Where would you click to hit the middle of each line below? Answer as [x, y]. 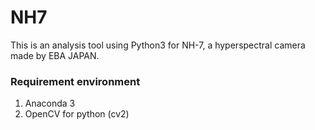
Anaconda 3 [50, 103]
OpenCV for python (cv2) [77, 114]
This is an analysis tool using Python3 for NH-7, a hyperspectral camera [158, 45]
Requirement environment [75, 81]
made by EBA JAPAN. [55, 55]
